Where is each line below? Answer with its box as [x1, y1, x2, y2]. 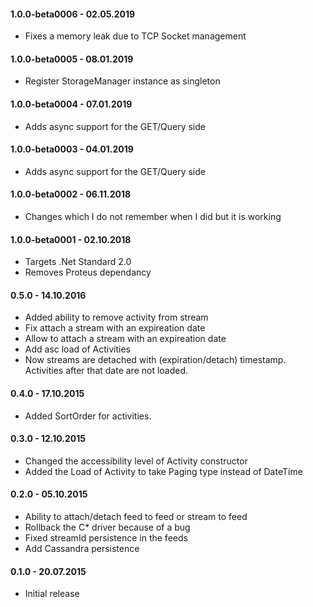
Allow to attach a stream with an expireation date [24, 333, 227, 345]
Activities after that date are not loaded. [24, 365, 189, 377]
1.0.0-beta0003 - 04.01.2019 [10, 143, 134, 155]
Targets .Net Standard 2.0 [24, 256, 132, 268]
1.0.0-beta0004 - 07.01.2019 [10, 98, 133, 110]
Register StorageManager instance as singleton [24, 75, 221, 87]
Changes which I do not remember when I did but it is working [24, 211, 282, 223]
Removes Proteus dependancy [24, 266, 152, 279]
